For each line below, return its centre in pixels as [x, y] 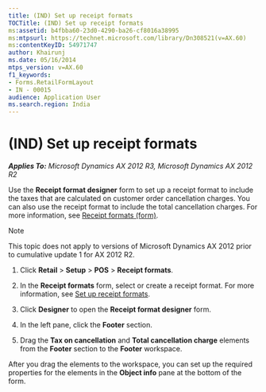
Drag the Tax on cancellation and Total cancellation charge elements [135, 340]
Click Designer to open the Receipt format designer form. [116, 310]
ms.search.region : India [49, 104]
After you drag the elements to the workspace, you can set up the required [130, 364]
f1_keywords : [30, 75]
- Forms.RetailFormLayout [51, 82]
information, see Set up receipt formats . [85, 294]
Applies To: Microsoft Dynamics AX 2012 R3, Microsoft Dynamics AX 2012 [131, 166]
